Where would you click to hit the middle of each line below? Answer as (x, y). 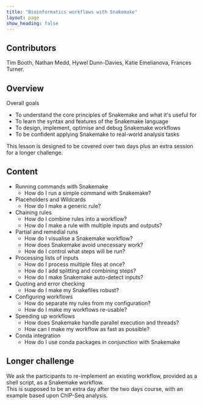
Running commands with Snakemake (62, 186)
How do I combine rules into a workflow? (75, 219)
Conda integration (38, 335)
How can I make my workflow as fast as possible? (87, 329)
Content (22, 172)
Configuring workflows (44, 296)
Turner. (15, 69)
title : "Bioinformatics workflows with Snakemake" (72, 12)
